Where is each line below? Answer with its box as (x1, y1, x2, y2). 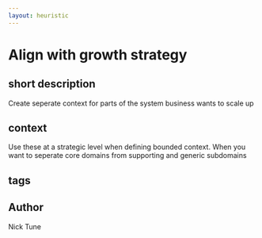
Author (8, 201, 44, 214)
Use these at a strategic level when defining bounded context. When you (8, 142, 246, 152)
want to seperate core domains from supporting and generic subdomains (8, 151, 247, 160)
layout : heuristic (8, 11, 69, 20)
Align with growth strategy (8, 45, 188, 63)
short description (8, 77, 97, 91)
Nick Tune (8, 221, 42, 231)
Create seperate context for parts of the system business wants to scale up (8, 98, 255, 108)
